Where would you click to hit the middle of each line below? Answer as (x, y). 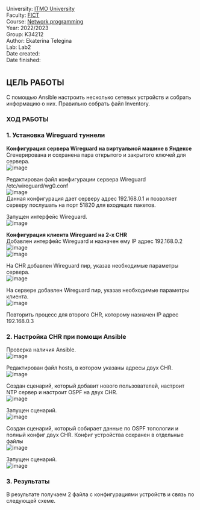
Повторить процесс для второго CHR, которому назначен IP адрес (92, 314)
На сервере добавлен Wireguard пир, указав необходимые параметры (98, 290)
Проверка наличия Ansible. (41, 350)
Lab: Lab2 (19, 47)
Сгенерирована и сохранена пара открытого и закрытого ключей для (96, 155)
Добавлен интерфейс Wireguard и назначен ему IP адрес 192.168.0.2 (94, 241)
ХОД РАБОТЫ (27, 119)
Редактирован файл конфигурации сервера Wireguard (76, 179)
